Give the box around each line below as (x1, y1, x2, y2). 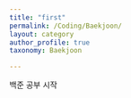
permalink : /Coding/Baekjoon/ (9, 21, 123, 30)
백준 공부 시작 (9, 79, 58, 90)
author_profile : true (9, 37, 91, 47)
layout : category (9, 29, 74, 38)
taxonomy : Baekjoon (9, 46, 83, 55)
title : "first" (9, 12, 66, 22)
